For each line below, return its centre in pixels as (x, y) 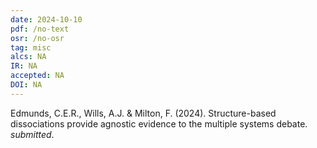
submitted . (32, 134)
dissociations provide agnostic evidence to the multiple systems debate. (159, 123)
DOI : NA (26, 85)
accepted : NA (37, 76)
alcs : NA (28, 57)
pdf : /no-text (40, 29)
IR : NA (24, 66)
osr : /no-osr (37, 38)
